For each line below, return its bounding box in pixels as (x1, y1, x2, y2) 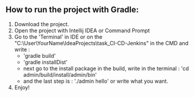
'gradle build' (23, 52, 56, 59)
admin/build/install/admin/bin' (23, 71, 97, 78)
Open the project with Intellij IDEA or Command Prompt (14, 27, 150, 34)
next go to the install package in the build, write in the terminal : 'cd (23, 65, 189, 72)
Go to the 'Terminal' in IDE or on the (14, 33, 103, 40)
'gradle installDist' (23, 58, 68, 65)
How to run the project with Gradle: (5, 5, 139, 15)
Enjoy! (14, 83, 30, 91)
